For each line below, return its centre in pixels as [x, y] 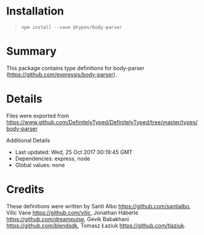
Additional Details [28, 140]
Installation [35, 11]
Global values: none [40, 165]
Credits [25, 190]
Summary [31, 51]
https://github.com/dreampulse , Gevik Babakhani [68, 219]
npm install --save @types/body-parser [72, 27]
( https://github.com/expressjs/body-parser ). [62, 74]
